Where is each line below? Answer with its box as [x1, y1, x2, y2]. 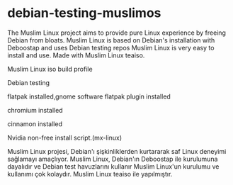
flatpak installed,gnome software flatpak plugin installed [7, 92, 171, 101]
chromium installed [7, 106, 63, 114]
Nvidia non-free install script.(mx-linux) [7, 133, 123, 142]
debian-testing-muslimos [7, 5, 161, 21]
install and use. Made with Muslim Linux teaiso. [7, 51, 145, 60]
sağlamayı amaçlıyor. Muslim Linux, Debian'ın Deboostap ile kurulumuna [7, 155, 218, 163]
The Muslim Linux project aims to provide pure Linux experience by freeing [7, 28, 227, 37]
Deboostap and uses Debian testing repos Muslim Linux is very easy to [7, 43, 215, 52]
